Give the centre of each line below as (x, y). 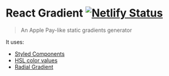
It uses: (15, 42)
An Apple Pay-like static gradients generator (76, 30)
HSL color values (36, 60)
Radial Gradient (34, 67)
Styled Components (40, 54)
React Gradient (45, 13)
